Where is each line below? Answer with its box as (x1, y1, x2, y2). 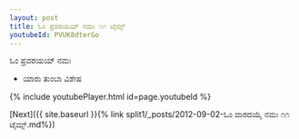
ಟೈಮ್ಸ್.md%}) (9, 119, 56, 130)
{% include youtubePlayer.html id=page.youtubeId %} (9, 92, 212, 103)
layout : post (9, 13, 59, 23)
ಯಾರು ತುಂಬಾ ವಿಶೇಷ (22, 74, 82, 84)
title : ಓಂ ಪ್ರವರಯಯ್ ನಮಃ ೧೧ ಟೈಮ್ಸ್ (9, 22, 125, 31)
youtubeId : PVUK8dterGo (9, 30, 100, 39)
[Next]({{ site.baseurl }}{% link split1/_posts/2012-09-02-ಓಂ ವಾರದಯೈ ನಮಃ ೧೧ (9, 109, 290, 120)
